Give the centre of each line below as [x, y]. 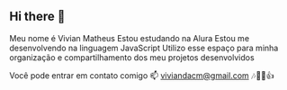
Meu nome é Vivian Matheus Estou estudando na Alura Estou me [130, 38]
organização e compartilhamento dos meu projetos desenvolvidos [132, 57]
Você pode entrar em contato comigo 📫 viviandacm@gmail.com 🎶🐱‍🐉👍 [142, 75]
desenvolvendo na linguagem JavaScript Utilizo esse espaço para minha [144, 48]
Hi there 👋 [37, 17]
